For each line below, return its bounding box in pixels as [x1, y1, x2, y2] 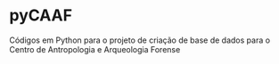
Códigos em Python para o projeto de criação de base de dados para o [9, 35, 270, 45]
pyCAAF [9, 5, 73, 26]
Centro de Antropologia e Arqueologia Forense [9, 44, 181, 54]
